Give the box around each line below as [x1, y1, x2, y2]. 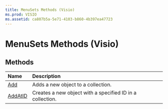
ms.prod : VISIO [5, 12, 37, 17]
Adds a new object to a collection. [32, 81, 111, 88]
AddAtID [7, 92, 27, 99]
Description [32, 73, 61, 80]
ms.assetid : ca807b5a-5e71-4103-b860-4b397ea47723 [5, 16, 113, 21]
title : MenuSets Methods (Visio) [5, 7, 75, 12]
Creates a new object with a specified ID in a [32, 89, 136, 96]
